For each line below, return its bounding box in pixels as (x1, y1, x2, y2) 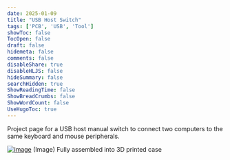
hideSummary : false (7, 73, 63, 81)
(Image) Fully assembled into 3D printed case (33, 145, 162, 153)
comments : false (7, 55, 54, 62)
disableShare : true (7, 61, 63, 68)
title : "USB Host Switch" (7, 16, 81, 23)
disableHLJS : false (7, 67, 63, 74)
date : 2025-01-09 (7, 10, 57, 17)
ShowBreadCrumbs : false (7, 93, 76, 100)
